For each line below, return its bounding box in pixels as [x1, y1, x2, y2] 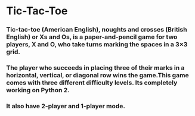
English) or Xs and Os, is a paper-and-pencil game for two [6, 33, 178, 41]
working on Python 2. [6, 86, 70, 95]
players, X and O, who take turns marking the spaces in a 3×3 [6, 40, 188, 49]
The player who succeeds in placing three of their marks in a [6, 64, 185, 72]
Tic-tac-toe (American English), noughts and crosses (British [6, 26, 187, 34]
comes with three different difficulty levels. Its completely [6, 79, 178, 87]
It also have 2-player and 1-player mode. [6, 102, 125, 110]
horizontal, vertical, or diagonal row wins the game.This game [6, 71, 189, 80]
